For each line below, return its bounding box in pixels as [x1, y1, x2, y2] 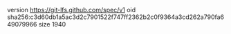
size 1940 [38, 20, 66, 28]
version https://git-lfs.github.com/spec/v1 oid [7, 6, 136, 14]
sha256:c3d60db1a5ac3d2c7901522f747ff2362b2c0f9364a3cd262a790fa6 [7, 13, 225, 21]
